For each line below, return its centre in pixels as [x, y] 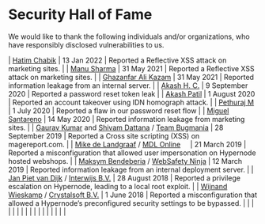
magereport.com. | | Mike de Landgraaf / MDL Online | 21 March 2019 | [127, 144]
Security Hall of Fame [80, 15]
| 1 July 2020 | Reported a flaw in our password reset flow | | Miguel [119, 110]
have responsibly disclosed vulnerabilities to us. [86, 44]
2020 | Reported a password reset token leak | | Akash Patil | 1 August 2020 [132, 93]
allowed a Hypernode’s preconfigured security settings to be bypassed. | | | [131, 203]
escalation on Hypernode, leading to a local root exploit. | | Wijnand [118, 186]
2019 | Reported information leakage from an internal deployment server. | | [131, 169]
